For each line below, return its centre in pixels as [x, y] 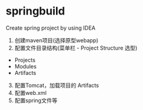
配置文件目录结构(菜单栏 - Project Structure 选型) [76, 48]
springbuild [35, 11]
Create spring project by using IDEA [51, 28]
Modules [26, 66]
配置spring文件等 [36, 100]
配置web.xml [30, 92]
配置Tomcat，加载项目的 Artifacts [57, 85]
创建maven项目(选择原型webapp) [56, 40]
